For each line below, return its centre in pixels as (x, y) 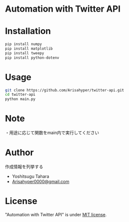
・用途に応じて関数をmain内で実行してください (52, 133)
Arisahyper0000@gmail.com (41, 182)
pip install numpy (23, 44)
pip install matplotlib (29, 49)
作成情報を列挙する (24, 167)
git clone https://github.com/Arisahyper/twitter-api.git (64, 90)
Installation (28, 31)
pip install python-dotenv (32, 58)
